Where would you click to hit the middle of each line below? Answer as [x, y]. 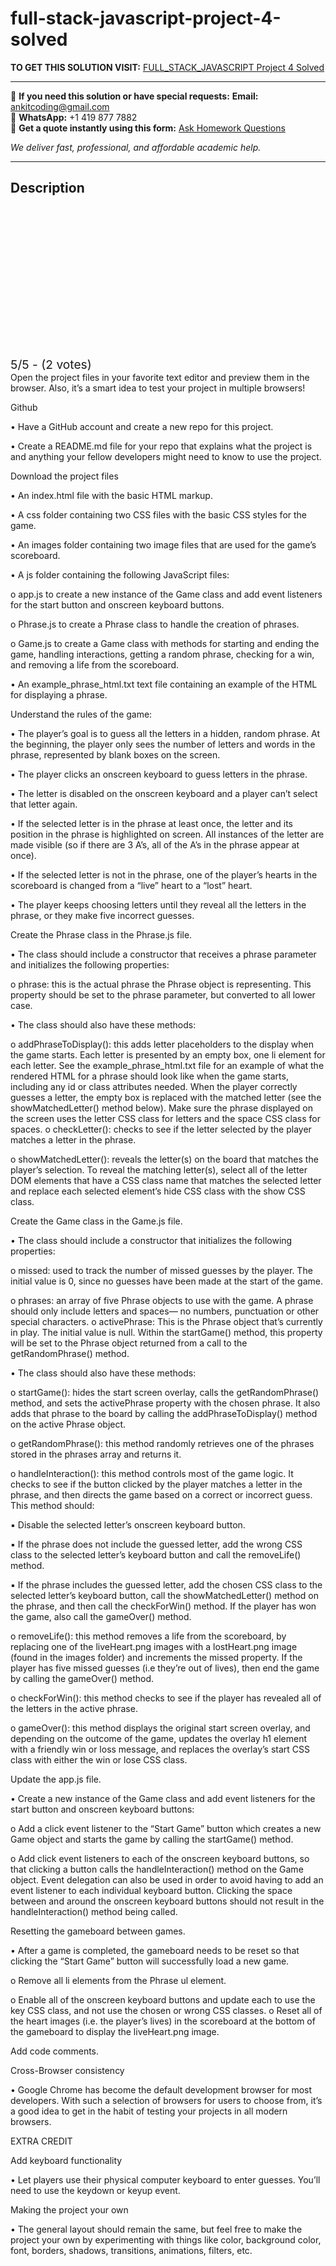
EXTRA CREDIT [41, 2141]
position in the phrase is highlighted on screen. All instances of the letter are [167, 834]
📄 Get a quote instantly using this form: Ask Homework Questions [148, 128]
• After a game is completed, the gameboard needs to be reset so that [155, 1950]
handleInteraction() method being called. [94, 1911]
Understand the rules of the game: [81, 714]
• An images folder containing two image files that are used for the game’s [163, 544]
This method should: [52, 1505]
